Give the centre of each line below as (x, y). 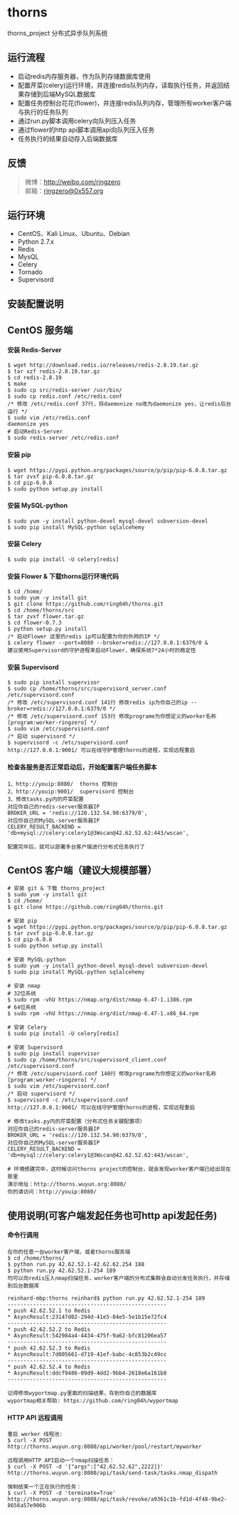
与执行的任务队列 (43, 112)
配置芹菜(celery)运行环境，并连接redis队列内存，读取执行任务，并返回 (121, 85)
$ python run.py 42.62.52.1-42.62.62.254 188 (76, 1264)
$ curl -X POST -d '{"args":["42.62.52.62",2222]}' (85, 1467)
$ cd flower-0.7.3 (34, 623)
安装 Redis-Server (34, 349)
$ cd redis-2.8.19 (34, 378)
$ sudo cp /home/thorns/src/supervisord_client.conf (87, 1060)
